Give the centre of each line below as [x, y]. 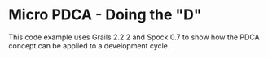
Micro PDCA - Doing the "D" [105, 15]
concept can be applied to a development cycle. [89, 45]
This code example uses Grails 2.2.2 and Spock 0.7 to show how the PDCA [134, 37]
